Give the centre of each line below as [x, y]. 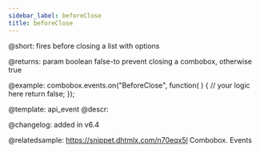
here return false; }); [42, 93]
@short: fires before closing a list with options [84, 45]
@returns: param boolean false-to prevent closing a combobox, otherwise [130, 61]
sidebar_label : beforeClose [55, 16]
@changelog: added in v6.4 [54, 124]
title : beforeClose [41, 23]
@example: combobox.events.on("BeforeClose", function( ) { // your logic [129, 85]
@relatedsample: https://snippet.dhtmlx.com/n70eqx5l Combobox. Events [130, 139]
